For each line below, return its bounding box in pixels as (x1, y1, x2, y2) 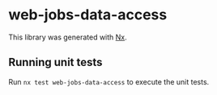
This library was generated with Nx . (8, 32, 127, 42)
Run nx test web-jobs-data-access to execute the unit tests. (8, 76, 210, 86)
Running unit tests (8, 56, 103, 69)
